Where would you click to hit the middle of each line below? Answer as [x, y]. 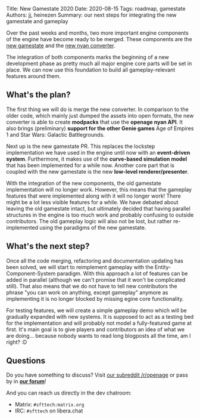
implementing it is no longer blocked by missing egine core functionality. [95, 298]
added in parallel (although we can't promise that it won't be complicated [96, 279]
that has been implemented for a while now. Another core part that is [90, 165]
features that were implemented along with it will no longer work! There [94, 196]
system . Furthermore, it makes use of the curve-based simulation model [97, 159]
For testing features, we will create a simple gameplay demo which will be [97, 310]
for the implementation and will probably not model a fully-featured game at [99, 323]
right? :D [17, 342]
